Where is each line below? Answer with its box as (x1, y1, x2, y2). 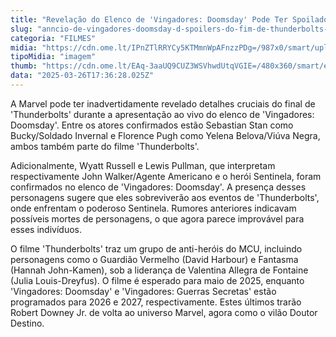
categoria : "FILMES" (10, 33, 97, 43)
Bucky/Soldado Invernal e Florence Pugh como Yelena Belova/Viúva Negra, (10, 129, 321, 141)
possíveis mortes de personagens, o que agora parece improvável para (10, 212, 305, 225)
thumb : (10, 61, 38, 71)
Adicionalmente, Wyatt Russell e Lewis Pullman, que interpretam (10, 159, 276, 171)
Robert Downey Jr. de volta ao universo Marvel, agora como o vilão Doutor (10, 306, 318, 318)
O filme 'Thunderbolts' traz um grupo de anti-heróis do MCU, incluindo (10, 242, 303, 255)
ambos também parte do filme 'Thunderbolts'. (10, 140, 200, 152)
